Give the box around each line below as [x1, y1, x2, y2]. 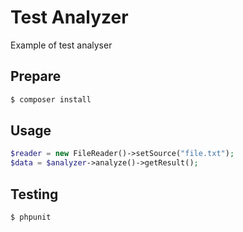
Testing [10, 186, 59, 203]
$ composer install [10, 94, 92, 105]
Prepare [10, 68, 62, 85]
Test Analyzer [10, 6, 129, 29]
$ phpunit [10, 212, 52, 222]
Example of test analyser [10, 39, 113, 51]
